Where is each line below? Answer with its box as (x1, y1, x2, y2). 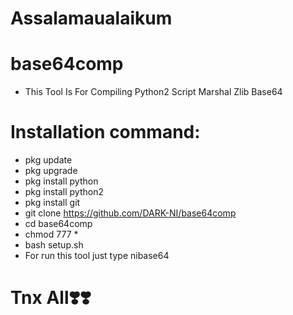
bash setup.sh (24, 239, 84, 251)
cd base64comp (24, 218, 93, 230)
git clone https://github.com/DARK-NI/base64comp (24, 207, 237, 219)
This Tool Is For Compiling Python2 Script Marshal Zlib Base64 (24, 86, 283, 98)
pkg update (24, 154, 73, 166)
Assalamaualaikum (10, 7, 173, 30)
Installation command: (10, 121, 201, 144)
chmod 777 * (24, 228, 79, 241)
